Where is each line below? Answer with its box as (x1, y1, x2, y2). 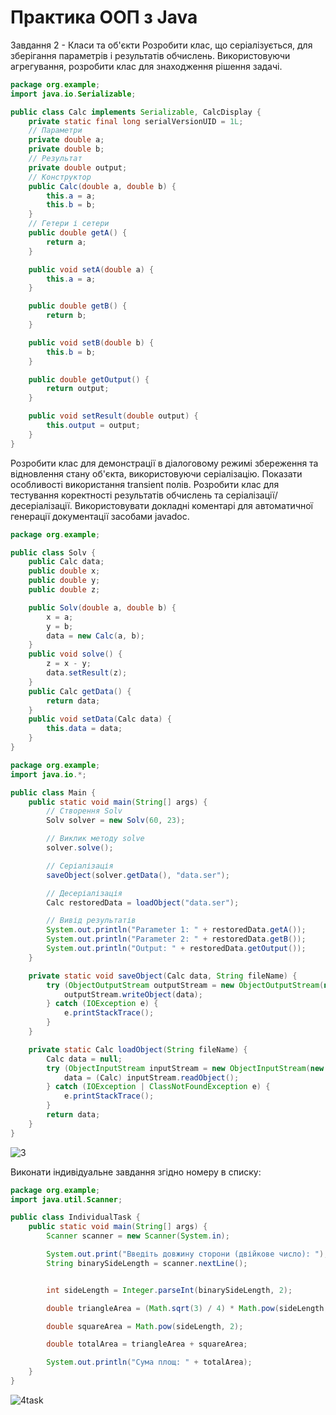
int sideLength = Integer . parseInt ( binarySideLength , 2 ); (46, 1285, 293, 1295)
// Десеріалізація (46, 888, 123, 898)
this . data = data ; (46, 724, 123, 734)
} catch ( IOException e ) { (46, 999, 159, 1009)
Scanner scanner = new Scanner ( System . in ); (46, 1231, 230, 1241)
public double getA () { (28, 228, 128, 238)
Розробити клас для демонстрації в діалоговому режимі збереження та (10, 457, 319, 469)
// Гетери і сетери (28, 219, 110, 229)
